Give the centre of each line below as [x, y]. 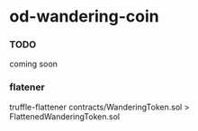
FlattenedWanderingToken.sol [64, 116]
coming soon [34, 64]
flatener [27, 87]
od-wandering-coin [84, 17]
